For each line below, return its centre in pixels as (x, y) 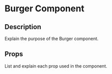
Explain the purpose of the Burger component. (52, 38)
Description (23, 27)
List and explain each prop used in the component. (56, 66)
